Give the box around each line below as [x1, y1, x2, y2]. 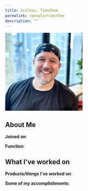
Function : [5, 143, 25, 149]
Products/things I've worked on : [5, 171, 72, 177]
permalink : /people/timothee [5, 13, 65, 18]
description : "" [5, 18, 38, 23]
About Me [5, 120, 36, 129]
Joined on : [5, 134, 28, 140]
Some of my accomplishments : [5, 181, 70, 186]
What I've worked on [5, 157, 70, 166]
